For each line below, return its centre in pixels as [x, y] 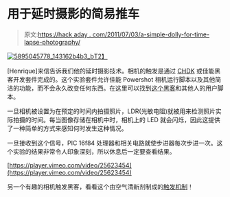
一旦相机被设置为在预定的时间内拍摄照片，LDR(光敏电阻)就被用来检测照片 [112, 111]
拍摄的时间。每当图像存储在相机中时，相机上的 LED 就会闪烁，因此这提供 [117, 119]
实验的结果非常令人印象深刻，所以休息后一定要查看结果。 [94, 151]
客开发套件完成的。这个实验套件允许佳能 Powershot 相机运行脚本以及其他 [111, 79]
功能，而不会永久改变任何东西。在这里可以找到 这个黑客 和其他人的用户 [118, 88]
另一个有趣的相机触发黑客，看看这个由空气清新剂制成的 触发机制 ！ [100, 187]
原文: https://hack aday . [57, 34]
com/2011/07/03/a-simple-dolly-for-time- [151, 34]
